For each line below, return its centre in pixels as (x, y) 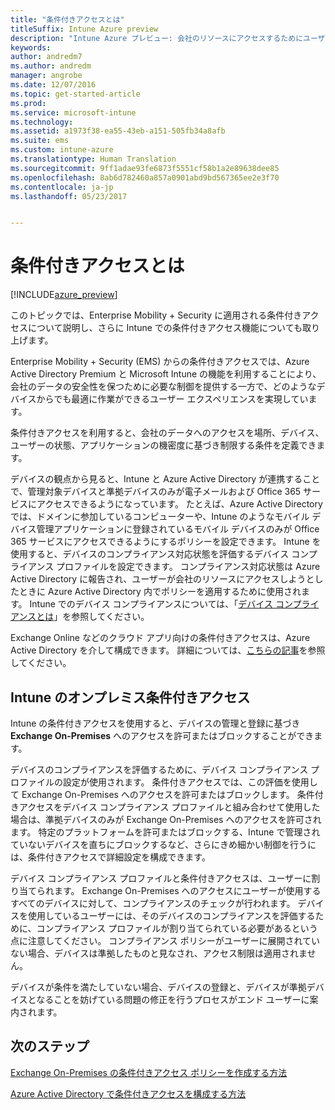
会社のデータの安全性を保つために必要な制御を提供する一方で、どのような (163, 387)
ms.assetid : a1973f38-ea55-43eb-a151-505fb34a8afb (118, 131)
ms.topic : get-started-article (75, 94)
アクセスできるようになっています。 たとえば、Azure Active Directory (179, 504)
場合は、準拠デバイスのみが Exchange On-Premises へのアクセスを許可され (166, 819)
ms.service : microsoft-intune (73, 112)
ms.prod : (28, 103)
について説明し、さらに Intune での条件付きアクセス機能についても (165, 328)
